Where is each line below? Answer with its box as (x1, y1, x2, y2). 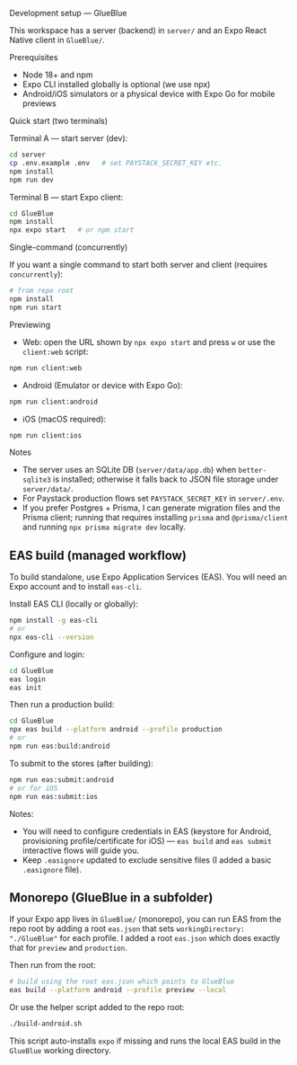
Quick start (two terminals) (9, 116, 109, 126)
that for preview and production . (9, 943, 127, 954)
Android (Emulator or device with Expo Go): (22, 379, 183, 390)
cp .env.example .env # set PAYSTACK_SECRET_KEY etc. (9, 158, 223, 167)
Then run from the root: (9, 960, 96, 971)
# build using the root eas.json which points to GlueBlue (9, 977, 235, 987)
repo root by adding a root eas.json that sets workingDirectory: (9, 923, 245, 934)
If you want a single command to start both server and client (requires (9, 260, 267, 271)
